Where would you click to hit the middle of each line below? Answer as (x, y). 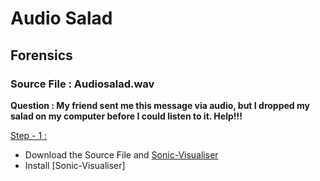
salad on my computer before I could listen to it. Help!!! (126, 116)
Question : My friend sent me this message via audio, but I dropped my (160, 105)
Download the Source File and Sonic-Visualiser (121, 154)
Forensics (41, 55)
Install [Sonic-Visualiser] (75, 165)
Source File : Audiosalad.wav (82, 84)
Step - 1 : (29, 135)
